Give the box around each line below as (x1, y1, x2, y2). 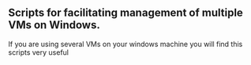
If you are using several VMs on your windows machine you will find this (8, 39, 243, 49)
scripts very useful (8, 47, 69, 57)
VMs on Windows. (8, 19, 100, 32)
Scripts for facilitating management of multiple (8, 6, 243, 20)
